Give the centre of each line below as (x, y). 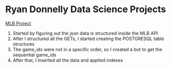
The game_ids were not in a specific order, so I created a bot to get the (87, 49)
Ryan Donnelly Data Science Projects (86, 9)
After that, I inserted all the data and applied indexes (68, 60)
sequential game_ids (34, 55)
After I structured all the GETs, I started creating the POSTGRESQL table (88, 39)
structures (24, 44)
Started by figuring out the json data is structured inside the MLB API (85, 33)
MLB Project (18, 23)
